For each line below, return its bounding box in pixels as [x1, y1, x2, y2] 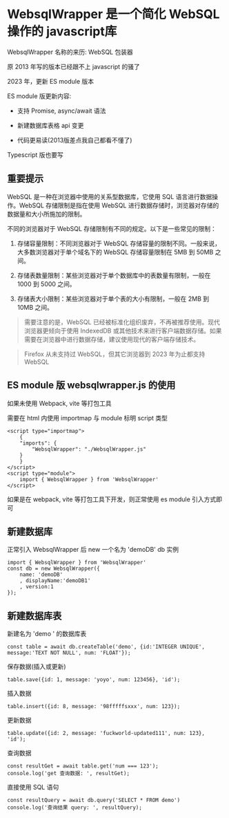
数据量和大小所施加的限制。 [7, 210, 86, 218]
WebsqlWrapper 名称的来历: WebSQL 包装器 [7, 48, 133, 56]
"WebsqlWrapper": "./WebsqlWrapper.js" [32, 445, 147, 453]
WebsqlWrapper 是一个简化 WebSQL [7, 6, 220, 22]
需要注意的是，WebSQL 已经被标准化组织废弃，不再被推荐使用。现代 [23, 317, 221, 326]
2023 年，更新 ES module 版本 [7, 77, 94, 85]
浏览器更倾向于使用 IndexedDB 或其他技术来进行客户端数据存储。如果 [23, 326, 222, 335]
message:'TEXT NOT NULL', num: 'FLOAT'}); [7, 649, 131, 657]
